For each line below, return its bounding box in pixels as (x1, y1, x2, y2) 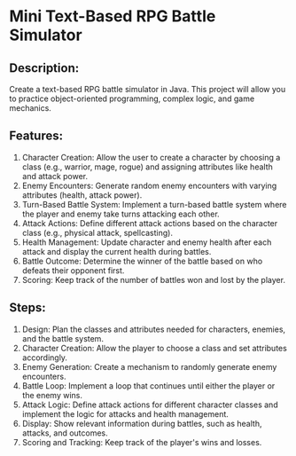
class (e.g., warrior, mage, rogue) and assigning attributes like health (21, 161, 273, 172)
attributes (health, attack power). (21, 189, 143, 200)
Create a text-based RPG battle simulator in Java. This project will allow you (9, 84, 286, 94)
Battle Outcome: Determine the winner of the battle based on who (21, 256, 263, 266)
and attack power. (21, 170, 89, 181)
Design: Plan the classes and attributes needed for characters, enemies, (21, 324, 286, 334)
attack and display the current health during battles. (21, 246, 212, 256)
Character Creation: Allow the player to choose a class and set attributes (21, 342, 288, 353)
